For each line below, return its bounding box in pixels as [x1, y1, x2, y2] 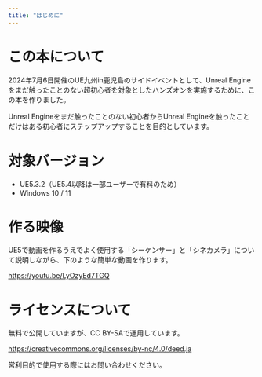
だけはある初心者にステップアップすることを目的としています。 [8, 121, 214, 130]
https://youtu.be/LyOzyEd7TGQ [8, 271, 110, 280]
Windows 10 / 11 [19, 188, 71, 197]
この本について [8, 48, 104, 65]
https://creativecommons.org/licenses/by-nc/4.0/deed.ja [8, 344, 192, 353]
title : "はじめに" [8, 11, 64, 20]
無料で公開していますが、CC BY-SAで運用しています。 [8, 328, 184, 338]
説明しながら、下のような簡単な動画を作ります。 [14, 255, 173, 265]
